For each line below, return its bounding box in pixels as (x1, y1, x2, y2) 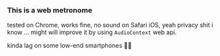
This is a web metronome (7, 5, 92, 15)
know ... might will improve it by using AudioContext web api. (7, 28, 177, 36)
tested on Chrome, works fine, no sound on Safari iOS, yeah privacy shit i (7, 21, 214, 29)
